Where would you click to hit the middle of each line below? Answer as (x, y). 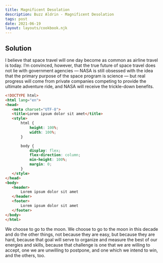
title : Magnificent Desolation (37, 10)
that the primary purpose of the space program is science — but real (75, 76)
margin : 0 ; (41, 164)
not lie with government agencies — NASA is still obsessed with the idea (79, 70)
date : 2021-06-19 (23, 24)
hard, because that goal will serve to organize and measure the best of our (81, 239)
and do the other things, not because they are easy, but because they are (80, 234)
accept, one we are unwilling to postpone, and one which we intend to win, (81, 250)
